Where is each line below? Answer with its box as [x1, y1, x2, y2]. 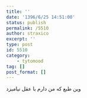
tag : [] [6, 63, 25, 70]
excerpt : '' [6, 36, 36, 42]
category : [6, 53, 31, 58]
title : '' [6, 8, 31, 15]
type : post [6, 42, 33, 48]
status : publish [6, 19, 46, 25]
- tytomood [17, 58, 44, 64]
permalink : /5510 [6, 25, 49, 31]
